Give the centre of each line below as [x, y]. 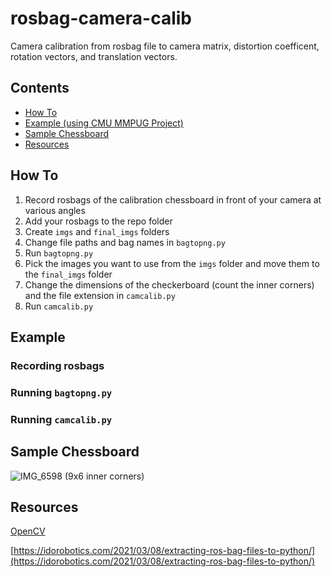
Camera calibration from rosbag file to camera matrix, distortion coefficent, [165, 46]
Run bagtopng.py [59, 253]
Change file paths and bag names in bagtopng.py [125, 242]
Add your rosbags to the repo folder [98, 221]
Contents [40, 88]
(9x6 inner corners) [104, 476]
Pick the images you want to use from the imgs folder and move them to [172, 263]
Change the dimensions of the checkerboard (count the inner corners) [169, 284]
